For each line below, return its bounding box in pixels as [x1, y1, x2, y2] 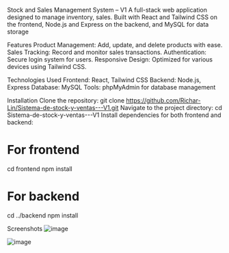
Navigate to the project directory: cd [120, 104, 222, 111]
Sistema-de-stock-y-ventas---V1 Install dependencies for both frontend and [7, 111, 221, 119]
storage [7, 27, 29, 36]
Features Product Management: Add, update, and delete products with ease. [7, 41, 223, 49]
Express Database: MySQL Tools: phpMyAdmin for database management [7, 83, 216, 91]
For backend [7, 189, 80, 204]
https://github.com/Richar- [126, 96, 201, 105]
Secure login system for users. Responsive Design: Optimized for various [7, 55, 213, 64]
